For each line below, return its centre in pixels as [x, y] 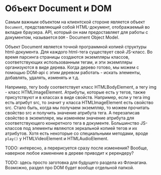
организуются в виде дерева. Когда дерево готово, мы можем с [72, 67]
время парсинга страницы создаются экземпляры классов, [67, 57]
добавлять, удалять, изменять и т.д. [42, 78]
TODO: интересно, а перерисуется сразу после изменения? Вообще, [77, 148]
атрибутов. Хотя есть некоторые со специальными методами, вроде [77, 133]
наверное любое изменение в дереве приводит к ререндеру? [70, 153]
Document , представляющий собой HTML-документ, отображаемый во [78, 27]
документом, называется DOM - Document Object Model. [62, 37]
